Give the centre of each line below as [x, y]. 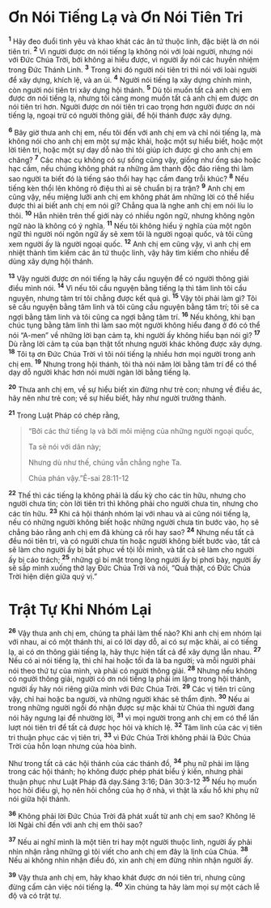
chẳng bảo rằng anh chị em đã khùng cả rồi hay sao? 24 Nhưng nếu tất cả [131, 531]
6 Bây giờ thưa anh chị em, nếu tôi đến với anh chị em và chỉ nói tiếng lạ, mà [135, 132]
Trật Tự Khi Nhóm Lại [80, 609]
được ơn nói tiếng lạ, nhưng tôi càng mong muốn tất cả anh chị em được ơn [133, 98]
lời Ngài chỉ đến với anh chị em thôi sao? [76, 824]
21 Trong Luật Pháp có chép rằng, [64, 415]
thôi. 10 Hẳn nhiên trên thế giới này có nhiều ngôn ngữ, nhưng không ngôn [131, 215]
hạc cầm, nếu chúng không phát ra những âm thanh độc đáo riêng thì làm [131, 168]
